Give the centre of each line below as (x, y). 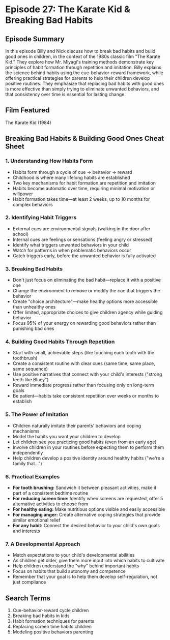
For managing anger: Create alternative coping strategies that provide (87, 514)
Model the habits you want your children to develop (66, 436)
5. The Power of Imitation (37, 414)
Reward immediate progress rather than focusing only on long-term (83, 385)
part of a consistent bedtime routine (50, 493)
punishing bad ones (33, 328)
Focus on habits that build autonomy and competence (69, 571)
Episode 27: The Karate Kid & (68, 9)
